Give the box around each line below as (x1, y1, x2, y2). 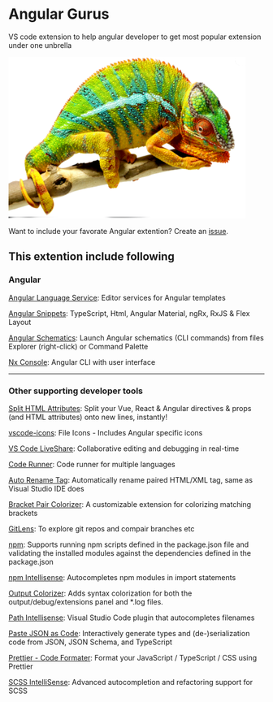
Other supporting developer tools (8, 385, 144, 396)
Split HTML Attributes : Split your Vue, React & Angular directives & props (8, 403, 252, 413)
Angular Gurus (8, 5, 110, 24)
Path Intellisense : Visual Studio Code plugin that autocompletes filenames (8, 613, 255, 622)
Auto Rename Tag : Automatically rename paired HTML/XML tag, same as (8, 474, 253, 484)
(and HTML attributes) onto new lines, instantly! (8, 412, 168, 422)
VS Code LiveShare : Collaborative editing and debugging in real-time (8, 444, 240, 453)
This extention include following (8, 249, 175, 264)
